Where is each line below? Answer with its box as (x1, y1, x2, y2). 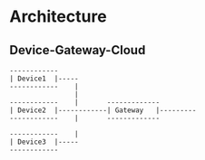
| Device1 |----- (9, 74, 79, 83)
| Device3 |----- (9, 137, 79, 146)
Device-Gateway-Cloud (9, 42, 146, 58)
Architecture (9, 6, 107, 27)
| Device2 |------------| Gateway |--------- (9, 106, 197, 115)
